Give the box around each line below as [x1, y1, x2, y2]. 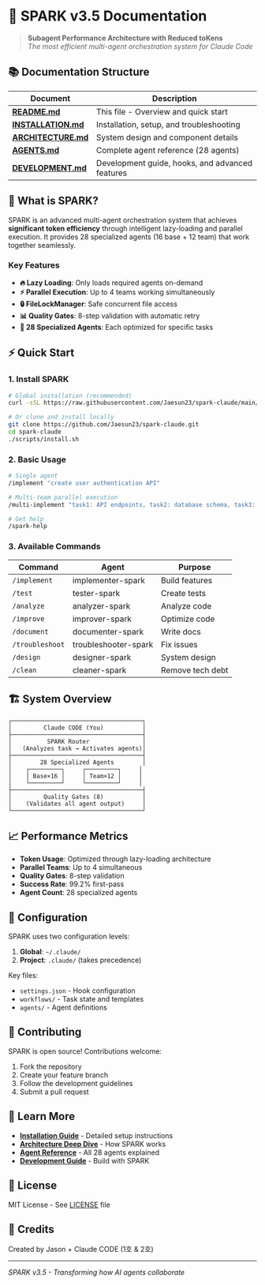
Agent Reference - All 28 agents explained [19, 1148, 160, 1157]
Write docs [160, 626, 201, 637]
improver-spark [72, 613, 132, 624]
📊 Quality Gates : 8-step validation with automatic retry [19, 311, 200, 320]
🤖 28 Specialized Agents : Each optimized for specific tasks [19, 322, 214, 332]
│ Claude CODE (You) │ [8, 724, 147, 732]
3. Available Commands [8, 541, 101, 552]
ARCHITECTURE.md [12, 132, 89, 143]
